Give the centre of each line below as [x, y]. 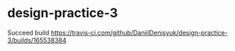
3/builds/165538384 [37, 40]
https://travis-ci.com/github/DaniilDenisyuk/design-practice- [139, 33]
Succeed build [28, 33]
